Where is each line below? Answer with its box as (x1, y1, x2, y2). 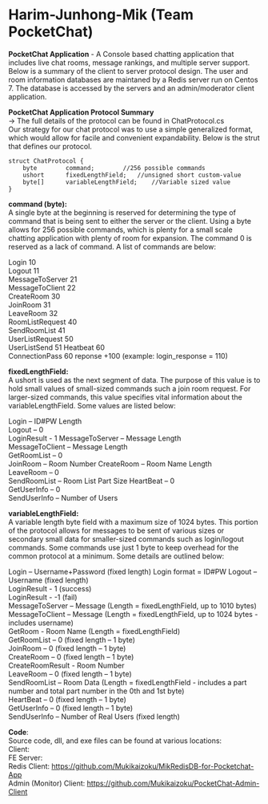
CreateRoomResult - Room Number (8, 660, 125, 670)
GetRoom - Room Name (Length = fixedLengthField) (8, 626, 181, 635)
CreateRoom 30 (8, 291, 61, 301)
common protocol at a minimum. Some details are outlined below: (8, 551, 225, 561)
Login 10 (8, 257, 37, 266)
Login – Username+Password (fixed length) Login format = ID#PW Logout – (8, 566, 258, 576)
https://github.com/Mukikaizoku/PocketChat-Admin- (86, 778, 260, 788)
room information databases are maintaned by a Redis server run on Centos (8, 75, 258, 84)
